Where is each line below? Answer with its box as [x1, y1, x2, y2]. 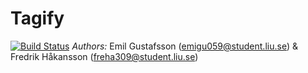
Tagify [10, 7, 65, 30]
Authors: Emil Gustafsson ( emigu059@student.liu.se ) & [71, 40, 298, 52]
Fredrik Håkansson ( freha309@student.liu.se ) [10, 50, 199, 62]
